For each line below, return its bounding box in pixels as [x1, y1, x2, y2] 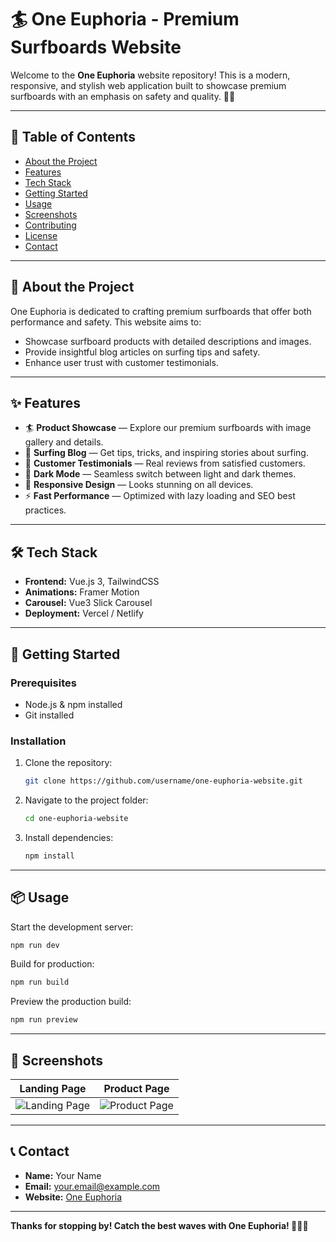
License [24, 229, 58, 241]
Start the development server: [10, 921, 134, 933]
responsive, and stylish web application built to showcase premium [10, 79, 287, 91]
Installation [10, 734, 67, 748]
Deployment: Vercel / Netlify [24, 607, 144, 620]
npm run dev [10, 940, 60, 950]
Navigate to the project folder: [24, 794, 149, 806]
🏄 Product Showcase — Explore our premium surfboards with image [24, 422, 312, 434]
